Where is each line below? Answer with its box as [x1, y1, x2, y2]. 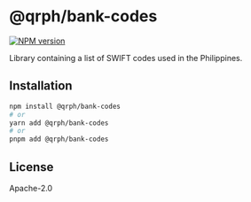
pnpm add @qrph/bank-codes [9, 135, 109, 144]
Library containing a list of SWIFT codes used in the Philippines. [9, 52, 243, 63]
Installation [9, 78, 73, 94]
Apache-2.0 [9, 183, 53, 193]
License [9, 159, 54, 175]
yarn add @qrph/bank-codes [9, 118, 109, 128]
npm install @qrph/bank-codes [9, 102, 122, 111]
